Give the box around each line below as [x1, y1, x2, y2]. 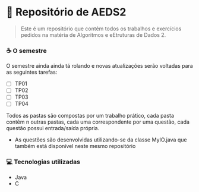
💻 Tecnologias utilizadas [6, 158, 80, 166]
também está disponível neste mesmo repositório [14, 143, 136, 150]
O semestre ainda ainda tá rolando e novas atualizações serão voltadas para [6, 62, 193, 70]
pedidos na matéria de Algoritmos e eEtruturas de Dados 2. [20, 31, 166, 38]
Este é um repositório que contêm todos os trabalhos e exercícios [20, 25, 182, 32]
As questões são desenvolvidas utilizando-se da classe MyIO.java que [14, 136, 187, 143]
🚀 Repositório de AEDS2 [6, 5, 127, 19]
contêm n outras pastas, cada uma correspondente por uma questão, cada [6, 118, 190, 125]
